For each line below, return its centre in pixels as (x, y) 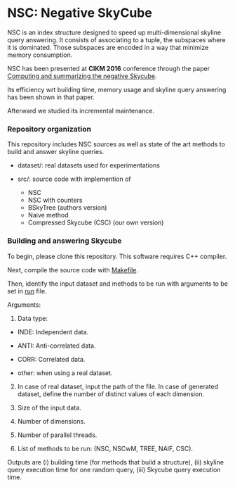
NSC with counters (55, 200)
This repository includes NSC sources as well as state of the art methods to (116, 144)
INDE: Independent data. (53, 331)
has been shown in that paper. (51, 97)
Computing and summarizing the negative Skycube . (82, 76)
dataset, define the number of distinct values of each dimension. (111, 394)
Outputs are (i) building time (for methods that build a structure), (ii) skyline (116, 462)
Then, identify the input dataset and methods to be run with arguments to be (117, 284)
